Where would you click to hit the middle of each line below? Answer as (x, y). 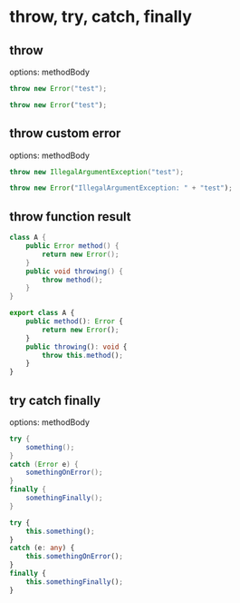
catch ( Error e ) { (44, 464)
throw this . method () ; (83, 355)
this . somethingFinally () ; (75, 582)
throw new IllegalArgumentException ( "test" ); (96, 172)
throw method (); (72, 280)
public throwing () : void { (77, 347)
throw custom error (65, 133)
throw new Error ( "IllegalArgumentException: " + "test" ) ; (121, 188)
